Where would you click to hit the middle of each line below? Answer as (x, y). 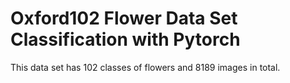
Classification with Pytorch (125, 39)
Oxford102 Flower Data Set (124, 18)
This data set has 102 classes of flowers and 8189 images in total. (145, 67)
